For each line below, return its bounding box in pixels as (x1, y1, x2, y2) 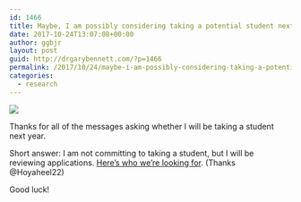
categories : (9, 72, 54, 80)
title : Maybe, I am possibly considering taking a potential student (9, 21, 275, 30)
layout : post (9, 46, 58, 55)
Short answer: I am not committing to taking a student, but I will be (9, 147, 254, 158)
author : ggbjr (9, 38, 63, 47)
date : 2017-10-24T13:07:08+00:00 (9, 29, 134, 38)
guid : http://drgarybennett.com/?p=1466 (9, 55, 163, 63)
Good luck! (9, 184, 50, 195)
